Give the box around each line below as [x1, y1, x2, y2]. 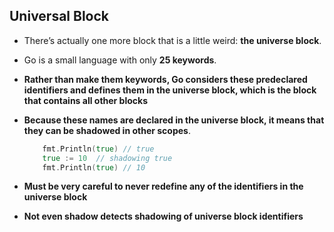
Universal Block [9, 8, 110, 25]
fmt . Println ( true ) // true [42, 144, 155, 154]
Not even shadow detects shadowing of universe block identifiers [23, 210, 304, 223]
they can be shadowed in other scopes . [23, 124, 191, 136]
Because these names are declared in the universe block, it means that [23, 114, 325, 126]
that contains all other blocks [23, 94, 149, 106]
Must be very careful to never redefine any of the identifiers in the [23, 180, 304, 193]
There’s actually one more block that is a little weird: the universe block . [23, 34, 322, 46]
